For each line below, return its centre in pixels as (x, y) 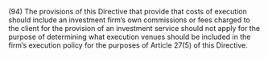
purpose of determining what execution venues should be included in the (130, 37)
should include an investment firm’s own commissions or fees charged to (130, 20)
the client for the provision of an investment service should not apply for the (134, 28)
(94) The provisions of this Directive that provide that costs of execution (128, 12)
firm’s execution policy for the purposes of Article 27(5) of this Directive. (128, 45)
